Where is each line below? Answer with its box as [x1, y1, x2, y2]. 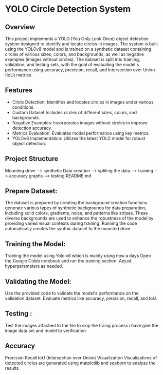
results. [5, 365, 20, 371]
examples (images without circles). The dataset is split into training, [5, 57, 140, 62]
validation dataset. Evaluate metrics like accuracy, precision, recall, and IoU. [5, 296, 157, 301]
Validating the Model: [5, 277, 72, 286]
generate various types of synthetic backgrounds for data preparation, [5, 205, 146, 211]
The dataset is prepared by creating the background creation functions [5, 200, 147, 206]
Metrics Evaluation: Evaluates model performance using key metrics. [12, 130, 150, 136]
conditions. [12, 104, 35, 110]
